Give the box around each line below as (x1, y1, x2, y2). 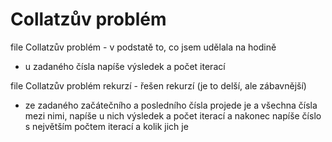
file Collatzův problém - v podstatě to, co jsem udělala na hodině (10, 41, 277, 53)
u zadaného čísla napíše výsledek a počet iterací (24, 60, 226, 72)
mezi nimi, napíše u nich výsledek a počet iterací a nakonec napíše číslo (24, 109, 322, 122)
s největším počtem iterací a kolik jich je (24, 120, 189, 132)
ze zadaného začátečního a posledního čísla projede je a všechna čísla (24, 99, 318, 111)
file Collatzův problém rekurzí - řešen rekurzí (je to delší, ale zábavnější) (10, 79, 307, 92)
